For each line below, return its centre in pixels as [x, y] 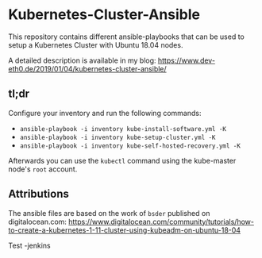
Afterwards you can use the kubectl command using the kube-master [122, 160]
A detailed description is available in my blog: [82, 60]
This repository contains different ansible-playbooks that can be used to [126, 37]
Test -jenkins [30, 245]
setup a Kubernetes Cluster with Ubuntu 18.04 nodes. [96, 44]
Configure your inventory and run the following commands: [105, 113]
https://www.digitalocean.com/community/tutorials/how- [161, 221]
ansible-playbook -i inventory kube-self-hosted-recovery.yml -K [130, 146]
